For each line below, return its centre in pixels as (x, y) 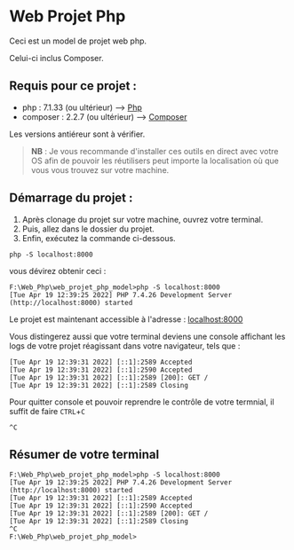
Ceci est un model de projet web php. (78, 41)
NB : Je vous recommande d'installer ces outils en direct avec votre (155, 151)
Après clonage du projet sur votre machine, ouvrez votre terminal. (143, 219)
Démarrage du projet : (71, 198)
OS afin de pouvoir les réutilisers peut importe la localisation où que (155, 161)
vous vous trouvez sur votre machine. (100, 169)
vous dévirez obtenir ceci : (58, 271)
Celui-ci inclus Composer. (56, 58)
